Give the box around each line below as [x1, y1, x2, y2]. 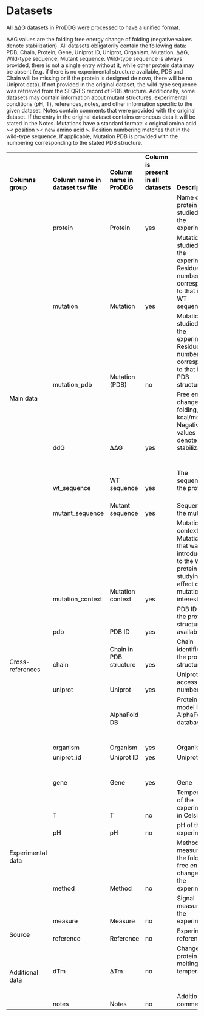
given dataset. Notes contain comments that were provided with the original [6, 107, 196, 114]
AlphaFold [109, 710, 138, 719]
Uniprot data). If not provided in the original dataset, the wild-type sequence [6, 80, 197, 88]
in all [144, 175, 160, 184]
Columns [9, 175, 36, 184]
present [144, 168, 168, 177]
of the [177, 796, 194, 804]
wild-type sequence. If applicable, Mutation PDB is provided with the [6, 132, 178, 140]
